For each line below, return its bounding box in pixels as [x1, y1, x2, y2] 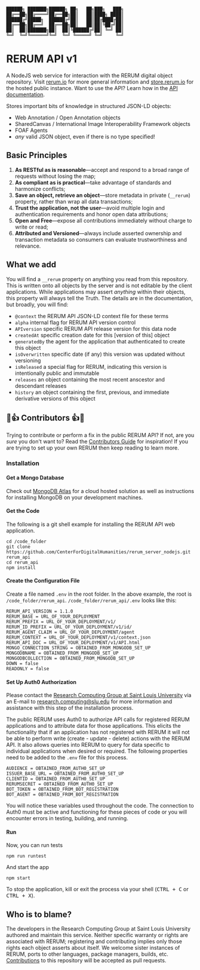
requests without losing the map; [14, 173, 96, 180]
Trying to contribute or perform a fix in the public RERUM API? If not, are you [6, 432, 195, 439]
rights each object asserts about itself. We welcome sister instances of [6, 944, 180, 951]
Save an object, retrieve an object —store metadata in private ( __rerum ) [14, 192, 191, 199]
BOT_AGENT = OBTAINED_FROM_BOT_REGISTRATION [6, 792, 119, 797]
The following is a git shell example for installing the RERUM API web [6, 521, 175, 528]
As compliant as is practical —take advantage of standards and [14, 178, 172, 186]
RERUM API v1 [6, 52, 78, 66]
